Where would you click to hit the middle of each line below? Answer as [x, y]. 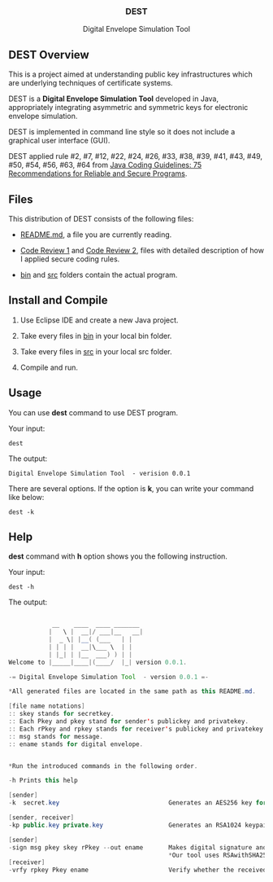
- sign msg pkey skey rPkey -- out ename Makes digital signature [130, 847]
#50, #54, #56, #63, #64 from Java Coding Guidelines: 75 [105, 165]
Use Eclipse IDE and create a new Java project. [99, 320]
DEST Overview [49, 55]
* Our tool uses [194, 855]
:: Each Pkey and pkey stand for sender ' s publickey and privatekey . [129, 722]
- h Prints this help [43, 781]
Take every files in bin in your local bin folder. [96, 336]
